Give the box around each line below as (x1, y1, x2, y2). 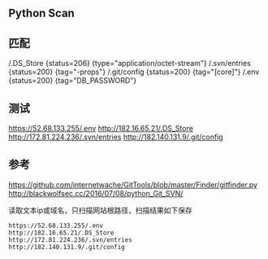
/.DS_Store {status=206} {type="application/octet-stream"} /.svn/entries (8, 59, 252, 68)
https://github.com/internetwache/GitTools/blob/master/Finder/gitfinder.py (8, 179, 258, 190)
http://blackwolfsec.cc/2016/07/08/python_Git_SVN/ (8, 188, 184, 198)
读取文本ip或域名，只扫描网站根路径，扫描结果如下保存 (8, 205, 192, 215)
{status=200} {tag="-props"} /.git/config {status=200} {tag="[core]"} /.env (8, 67, 260, 77)
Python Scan (8, 7, 75, 20)
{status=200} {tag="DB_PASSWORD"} (8, 76, 137, 86)
